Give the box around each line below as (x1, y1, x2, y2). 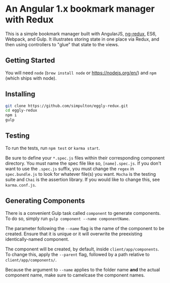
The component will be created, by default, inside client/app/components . (5, 246, 159, 252)
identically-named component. (5, 236, 70, 242)
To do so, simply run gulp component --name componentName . (5, 215, 130, 222)
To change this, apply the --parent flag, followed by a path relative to (5, 251, 150, 257)
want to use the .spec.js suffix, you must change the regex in (5, 166, 134, 172)
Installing (5, 90, 36, 99)
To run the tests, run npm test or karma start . (5, 145, 100, 151)
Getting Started (5, 56, 55, 65)
